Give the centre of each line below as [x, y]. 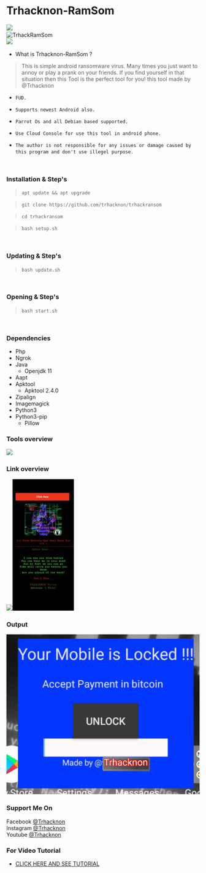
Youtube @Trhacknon [34, 834]
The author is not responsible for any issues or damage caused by [103, 145]
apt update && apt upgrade [56, 193]
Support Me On [30, 808]
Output [17, 624]
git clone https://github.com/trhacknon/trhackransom [91, 205]
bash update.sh [41, 270]
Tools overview [30, 439]
